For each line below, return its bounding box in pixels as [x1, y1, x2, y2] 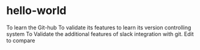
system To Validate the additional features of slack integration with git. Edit [6, 30, 194, 37]
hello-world [6, 4, 67, 18]
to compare [6, 37, 35, 44]
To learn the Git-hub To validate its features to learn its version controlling [6, 24, 191, 31]
